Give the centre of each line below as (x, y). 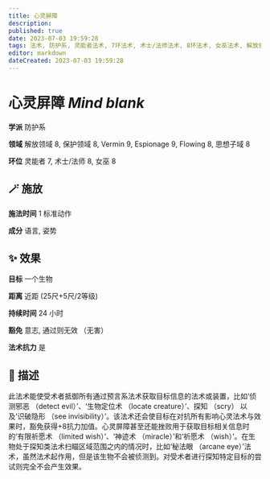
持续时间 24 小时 (36, 313)
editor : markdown (37, 53)
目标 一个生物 (31, 279)
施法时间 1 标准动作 (40, 213)
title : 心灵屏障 (33, 16)
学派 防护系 (27, 126)
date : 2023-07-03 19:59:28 (53, 38)
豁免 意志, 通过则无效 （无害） (58, 330)
